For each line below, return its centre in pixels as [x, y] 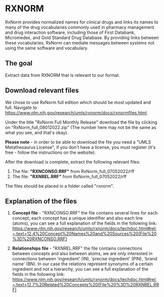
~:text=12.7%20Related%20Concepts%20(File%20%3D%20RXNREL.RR [85, 285]
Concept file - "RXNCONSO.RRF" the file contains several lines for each [85, 213]
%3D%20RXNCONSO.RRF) [40, 239]
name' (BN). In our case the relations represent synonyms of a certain [82, 264]
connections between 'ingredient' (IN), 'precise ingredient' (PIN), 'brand [85, 259]
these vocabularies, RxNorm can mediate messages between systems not [80, 42]
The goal [19, 63]
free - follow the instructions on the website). [51, 152]
